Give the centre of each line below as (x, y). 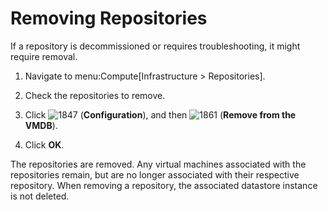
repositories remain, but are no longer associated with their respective (155, 174)
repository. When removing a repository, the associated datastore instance (164, 185)
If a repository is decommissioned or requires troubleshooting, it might (155, 46)
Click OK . (44, 144)
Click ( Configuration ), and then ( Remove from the (160, 114)
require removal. (44, 56)
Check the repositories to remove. (95, 95)
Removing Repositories (109, 18)
